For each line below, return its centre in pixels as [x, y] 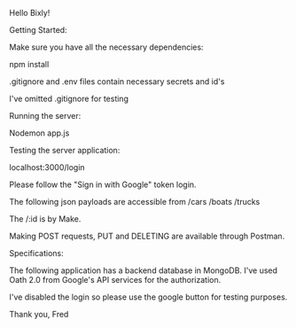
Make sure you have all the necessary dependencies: [106, 47]
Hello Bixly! [30, 13]
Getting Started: [39, 30]
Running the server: [45, 116]
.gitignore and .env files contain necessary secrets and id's [117, 82]
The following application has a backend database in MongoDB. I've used [143, 270]
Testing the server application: [65, 150]
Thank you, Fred [39, 314]
